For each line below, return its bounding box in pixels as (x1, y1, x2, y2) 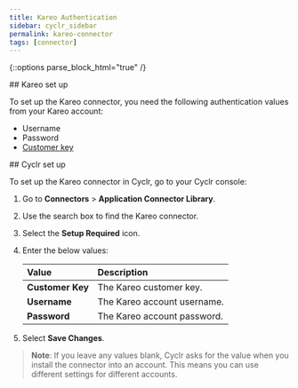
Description (97, 266, 149, 279)
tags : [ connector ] (9, 37, 77, 47)
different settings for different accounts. (30, 369, 178, 380)
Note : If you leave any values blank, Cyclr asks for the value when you (30, 350, 289, 360)
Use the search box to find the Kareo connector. (21, 210, 198, 222)
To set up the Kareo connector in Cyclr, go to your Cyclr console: (9, 177, 247, 187)
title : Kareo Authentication (9, 12, 117, 22)
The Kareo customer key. (97, 281, 203, 294)
